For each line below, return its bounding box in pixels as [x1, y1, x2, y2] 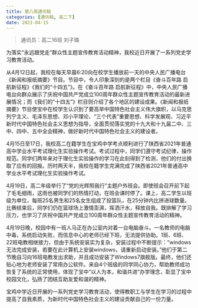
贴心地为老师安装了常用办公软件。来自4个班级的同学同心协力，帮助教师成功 [6, 261, 190, 268]
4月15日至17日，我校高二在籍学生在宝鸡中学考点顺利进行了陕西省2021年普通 [6, 140, 192, 147]
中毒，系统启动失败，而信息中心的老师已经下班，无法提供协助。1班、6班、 [6, 231, 187, 239]
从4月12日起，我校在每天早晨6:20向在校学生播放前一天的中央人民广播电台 [6, 69, 186, 76]
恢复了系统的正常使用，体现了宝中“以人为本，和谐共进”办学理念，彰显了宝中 [6, 269, 192, 276]
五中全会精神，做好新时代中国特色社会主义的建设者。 [31, 128, 161, 135]
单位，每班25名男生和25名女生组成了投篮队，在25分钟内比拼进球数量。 [16, 197, 190, 204]
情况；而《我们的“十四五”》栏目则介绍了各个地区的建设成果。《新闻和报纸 [11, 98, 189, 105]
